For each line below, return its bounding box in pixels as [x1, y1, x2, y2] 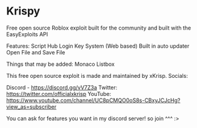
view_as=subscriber [6, 103, 56, 110]
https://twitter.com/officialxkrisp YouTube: [6, 90, 112, 97]
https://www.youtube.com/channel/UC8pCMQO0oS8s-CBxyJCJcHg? [6, 97, 181, 104]
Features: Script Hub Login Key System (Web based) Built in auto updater [6, 42, 190, 50]
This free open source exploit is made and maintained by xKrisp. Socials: [6, 72, 188, 79]
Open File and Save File [6, 48, 65, 56]
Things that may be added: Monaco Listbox [6, 60, 115, 68]
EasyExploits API [6, 30, 48, 37]
